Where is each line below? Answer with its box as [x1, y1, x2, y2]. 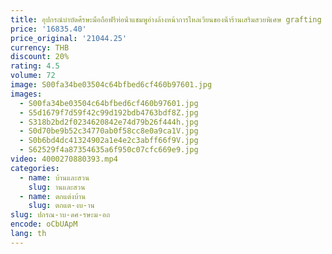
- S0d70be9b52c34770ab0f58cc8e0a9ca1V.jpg [19, 126, 199, 136]
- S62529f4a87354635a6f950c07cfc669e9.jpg [19, 145, 199, 155]
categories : [10, 163, 60, 173]
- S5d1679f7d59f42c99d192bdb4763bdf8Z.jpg [19, 107, 199, 118]
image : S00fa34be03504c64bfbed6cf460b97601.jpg [10, 80, 213, 90]
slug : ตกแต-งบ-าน [28, 201, 95, 211]
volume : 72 [10, 71, 56, 81]
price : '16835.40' [10, 24, 87, 34]
